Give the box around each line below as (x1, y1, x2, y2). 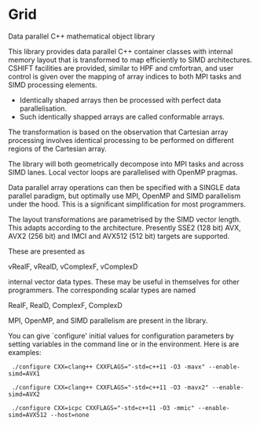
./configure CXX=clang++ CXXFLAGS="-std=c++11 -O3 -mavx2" (11, 383, 210, 391)
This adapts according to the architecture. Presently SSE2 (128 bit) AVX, (8, 222, 241, 233)
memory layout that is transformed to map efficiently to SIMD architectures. (8, 55, 253, 64)
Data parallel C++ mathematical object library (8, 31, 156, 41)
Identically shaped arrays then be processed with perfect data (19, 95, 222, 104)
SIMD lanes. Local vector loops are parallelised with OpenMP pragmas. (8, 167, 238, 177)
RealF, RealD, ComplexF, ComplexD (8, 300, 123, 310)
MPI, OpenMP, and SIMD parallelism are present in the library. (8, 316, 208, 325)
